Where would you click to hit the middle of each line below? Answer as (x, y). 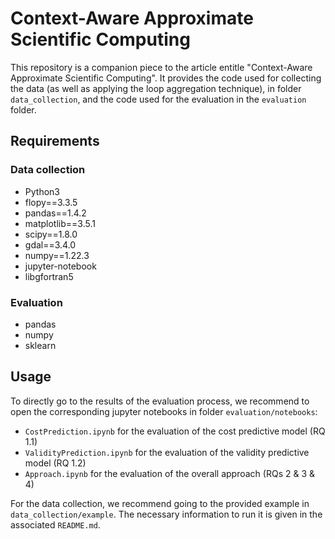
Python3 (42, 191)
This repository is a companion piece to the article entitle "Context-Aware (161, 67)
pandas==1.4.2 (55, 213)
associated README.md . (55, 524)
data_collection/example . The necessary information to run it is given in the (166, 514)
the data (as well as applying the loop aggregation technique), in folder (156, 88)
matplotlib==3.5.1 (60, 223)
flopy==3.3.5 (51, 202)
